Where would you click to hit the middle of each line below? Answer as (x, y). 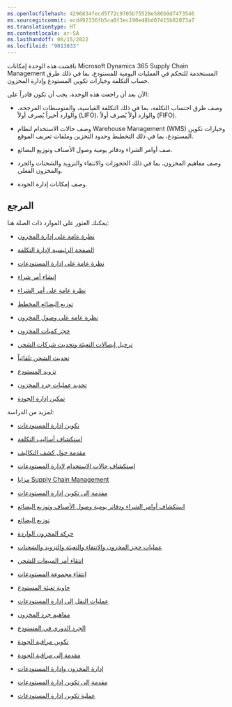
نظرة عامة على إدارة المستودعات (61, 263)
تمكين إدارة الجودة (41, 398)
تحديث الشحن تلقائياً (43, 358)
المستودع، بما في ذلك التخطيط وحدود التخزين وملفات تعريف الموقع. (105, 136)
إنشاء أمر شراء (37, 277)
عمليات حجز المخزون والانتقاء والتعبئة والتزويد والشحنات (90, 547)
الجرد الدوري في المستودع (51, 628)
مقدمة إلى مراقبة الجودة (49, 655)
